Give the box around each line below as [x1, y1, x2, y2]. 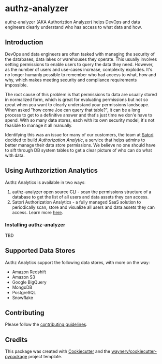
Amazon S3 [12, 274, 35, 280]
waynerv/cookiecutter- [111, 348, 157, 354]
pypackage [5, 354, 28, 360]
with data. [5, 152, 25, 158]
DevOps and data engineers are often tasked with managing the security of [5, 51, 155, 57]
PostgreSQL [12, 289, 36, 295]
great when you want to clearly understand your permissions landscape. [5, 101, 149, 107]
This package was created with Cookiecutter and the [5, 348, 111, 354]
